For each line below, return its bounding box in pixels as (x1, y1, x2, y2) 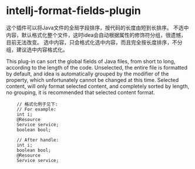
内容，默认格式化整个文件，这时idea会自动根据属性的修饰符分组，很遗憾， (6, 31, 187, 39)
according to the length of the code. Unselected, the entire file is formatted (6, 64, 188, 71)
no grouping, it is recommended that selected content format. (6, 89, 156, 96)
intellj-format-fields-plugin (6, 4, 141, 18)
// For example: (16, 106, 57, 112)
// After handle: (16, 137, 59, 143)
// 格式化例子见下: (16, 101, 58, 107)
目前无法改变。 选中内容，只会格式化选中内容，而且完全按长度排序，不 (6, 39, 177, 46)
